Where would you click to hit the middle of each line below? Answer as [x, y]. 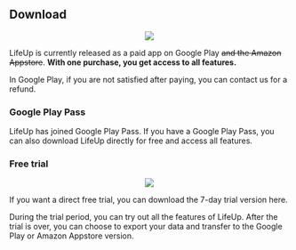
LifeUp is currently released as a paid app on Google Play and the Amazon [145, 52]
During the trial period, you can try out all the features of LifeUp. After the [144, 217]
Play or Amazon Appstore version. [72, 236]
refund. [23, 89]
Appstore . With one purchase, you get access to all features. [123, 62]
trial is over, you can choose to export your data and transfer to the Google [146, 227]
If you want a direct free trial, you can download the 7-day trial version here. [148, 200]
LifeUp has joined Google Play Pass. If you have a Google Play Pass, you [142, 132]
